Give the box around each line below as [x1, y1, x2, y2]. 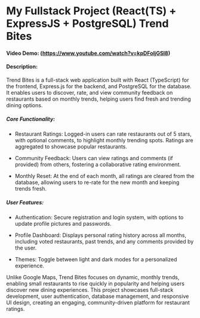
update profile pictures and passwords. [14, 220, 112, 227]
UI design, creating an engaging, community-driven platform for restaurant [6, 299, 190, 306]
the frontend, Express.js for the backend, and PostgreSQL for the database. [6, 82, 192, 90]
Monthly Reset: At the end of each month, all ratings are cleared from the [14, 172, 195, 179]
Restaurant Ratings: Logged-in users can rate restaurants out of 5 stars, [14, 130, 192, 138]
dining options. [6, 101, 43, 108]
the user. [14, 244, 37, 251]
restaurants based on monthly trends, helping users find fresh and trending [6, 95, 191, 102]
